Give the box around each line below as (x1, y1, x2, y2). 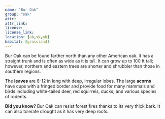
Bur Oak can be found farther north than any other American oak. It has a (5, 53, 154, 59)
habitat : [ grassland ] (5, 39, 50, 44)
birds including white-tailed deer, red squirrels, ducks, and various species (5, 88, 157, 94)
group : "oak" (5, 12, 32, 17)
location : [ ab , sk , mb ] (5, 35, 50, 40)
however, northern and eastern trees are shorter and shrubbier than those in (5, 63, 160, 69)
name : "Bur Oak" (5, 7, 38, 12)
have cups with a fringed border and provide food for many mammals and (5, 83, 155, 89)
